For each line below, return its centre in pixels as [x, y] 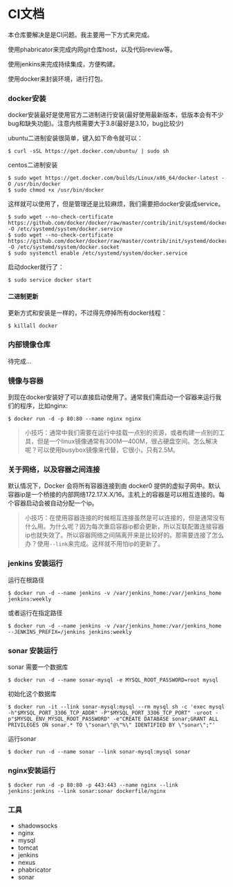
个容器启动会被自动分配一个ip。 [53, 503]
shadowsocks [38, 825]
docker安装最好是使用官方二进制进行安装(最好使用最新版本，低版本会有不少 [116, 115]
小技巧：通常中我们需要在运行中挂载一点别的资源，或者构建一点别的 [122, 432]
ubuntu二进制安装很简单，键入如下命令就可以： [76, 138]
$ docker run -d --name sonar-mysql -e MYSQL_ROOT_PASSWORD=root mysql [113, 680]
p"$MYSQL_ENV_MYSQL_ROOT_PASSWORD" [59, 719]
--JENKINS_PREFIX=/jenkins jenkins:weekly [70, 632]
